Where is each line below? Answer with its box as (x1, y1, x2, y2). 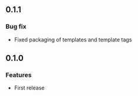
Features (5, 71, 32, 79)
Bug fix (5, 23, 27, 31)
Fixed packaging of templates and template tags (14, 36, 132, 43)
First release (14, 84, 45, 91)
